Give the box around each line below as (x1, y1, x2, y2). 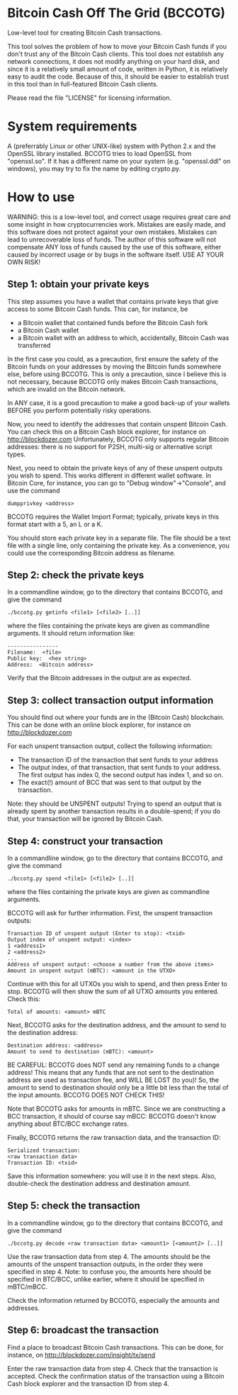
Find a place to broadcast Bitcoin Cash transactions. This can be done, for (7, 1343, 225, 1351)
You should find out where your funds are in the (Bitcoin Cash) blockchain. (7, 713, 225, 722)
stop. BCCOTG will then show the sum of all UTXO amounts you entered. (7, 987, 220, 996)
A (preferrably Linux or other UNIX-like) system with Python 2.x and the (7, 142, 216, 150)
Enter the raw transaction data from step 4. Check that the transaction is (7, 1364, 218, 1372)
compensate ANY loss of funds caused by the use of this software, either (7, 242, 222, 251)
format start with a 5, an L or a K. (7, 519, 103, 529)
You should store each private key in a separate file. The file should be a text (7, 533, 231, 542)
